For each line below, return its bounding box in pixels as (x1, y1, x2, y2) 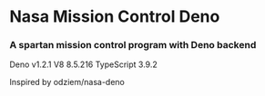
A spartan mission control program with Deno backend (9, 39, 257, 52)
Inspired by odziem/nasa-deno (9, 77, 125, 88)
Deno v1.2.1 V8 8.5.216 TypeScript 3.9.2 (9, 59, 158, 70)
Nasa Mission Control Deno (9, 6, 220, 27)
